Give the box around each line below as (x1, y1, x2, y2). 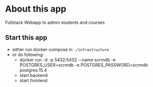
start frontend (19, 77, 48, 83)
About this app (5, 3, 67, 15)
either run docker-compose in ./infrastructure (12, 46, 109, 52)
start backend (19, 72, 48, 78)
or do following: (12, 52, 44, 57)
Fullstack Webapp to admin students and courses (5, 19, 105, 25)
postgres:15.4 (19, 67, 48, 73)
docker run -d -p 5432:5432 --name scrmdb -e (19, 57, 116, 63)
